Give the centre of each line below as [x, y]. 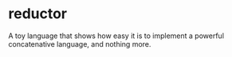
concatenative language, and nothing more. [80, 44]
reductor [38, 14]
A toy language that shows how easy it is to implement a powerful [116, 36]
